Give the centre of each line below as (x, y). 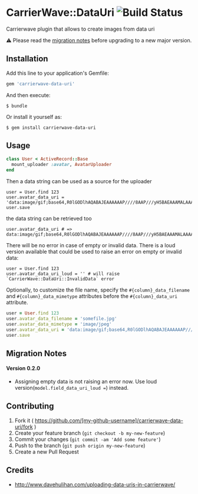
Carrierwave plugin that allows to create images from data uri (80, 29)
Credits (20, 470)
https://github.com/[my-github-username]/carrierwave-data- (109, 420)
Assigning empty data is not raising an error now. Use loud (86, 382)
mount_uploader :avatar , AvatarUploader (62, 165)
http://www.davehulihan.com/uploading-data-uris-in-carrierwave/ (95, 484)
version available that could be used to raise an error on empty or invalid (94, 252)
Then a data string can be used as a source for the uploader (79, 181)
